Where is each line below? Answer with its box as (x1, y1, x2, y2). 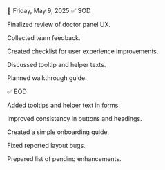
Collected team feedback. (7, 34, 81, 41)
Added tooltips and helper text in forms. (7, 101, 121, 109)
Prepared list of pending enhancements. (7, 155, 122, 162)
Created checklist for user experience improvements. (7, 47, 159, 55)
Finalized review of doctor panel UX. (7, 21, 111, 28)
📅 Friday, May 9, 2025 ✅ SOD (7, 7, 91, 15)
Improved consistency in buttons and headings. (7, 115, 143, 122)
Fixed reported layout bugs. (7, 142, 86, 149)
